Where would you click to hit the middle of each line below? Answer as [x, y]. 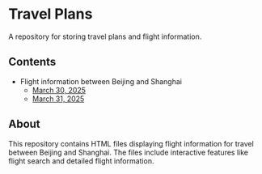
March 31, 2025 [58, 99]
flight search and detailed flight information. [81, 161]
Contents [32, 62]
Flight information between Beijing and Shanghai [101, 81]
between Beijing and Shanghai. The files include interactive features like [129, 152]
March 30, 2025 [59, 90]
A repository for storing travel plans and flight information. [105, 36]
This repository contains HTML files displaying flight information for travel [131, 143]
